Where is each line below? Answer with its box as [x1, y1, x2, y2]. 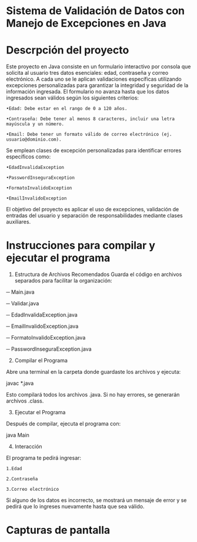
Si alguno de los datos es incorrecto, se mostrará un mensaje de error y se [6, 497, 187, 504]
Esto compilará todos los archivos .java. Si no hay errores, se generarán [6, 391, 180, 398]
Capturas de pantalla [6, 524, 111, 537]
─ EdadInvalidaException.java [6, 311, 78, 318]
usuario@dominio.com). [6, 137, 62, 142]
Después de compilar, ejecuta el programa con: [6, 420, 121, 427]
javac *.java [6, 380, 34, 387]
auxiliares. [6, 218, 31, 225]
